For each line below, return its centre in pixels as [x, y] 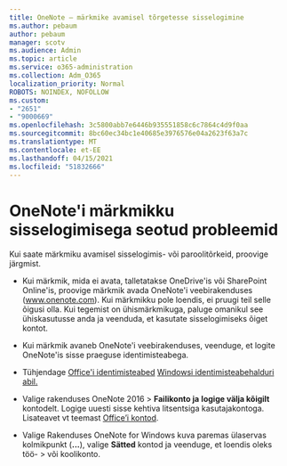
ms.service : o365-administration [71, 68]
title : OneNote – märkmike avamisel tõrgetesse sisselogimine [127, 17]
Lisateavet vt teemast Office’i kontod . [90, 418]
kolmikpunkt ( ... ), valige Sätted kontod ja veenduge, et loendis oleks [147, 445]
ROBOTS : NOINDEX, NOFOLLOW [59, 92]
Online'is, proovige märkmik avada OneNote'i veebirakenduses [137, 290]
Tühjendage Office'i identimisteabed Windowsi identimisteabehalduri [148, 372]
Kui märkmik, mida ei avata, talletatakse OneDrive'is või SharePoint [144, 281]
